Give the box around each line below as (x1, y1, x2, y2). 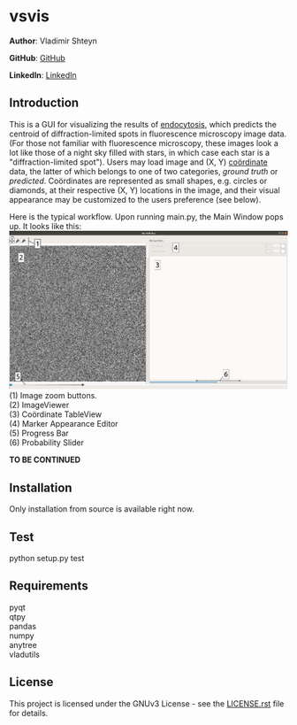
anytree (9, 639, 37, 650)
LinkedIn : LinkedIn (9, 69, 77, 81)
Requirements (9, 578, 88, 594)
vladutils (9, 649, 40, 659)
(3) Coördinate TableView (9, 409, 103, 420)
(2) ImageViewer (9, 400, 70, 411)
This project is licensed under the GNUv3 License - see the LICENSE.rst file (9, 698, 285, 709)
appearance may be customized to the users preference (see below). (9, 194, 262, 204)
